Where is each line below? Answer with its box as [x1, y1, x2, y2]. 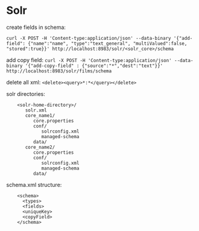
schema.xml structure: [6, 181, 62, 188]
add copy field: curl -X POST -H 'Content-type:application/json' [6, 56, 172, 63]
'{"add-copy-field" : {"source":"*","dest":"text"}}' [25, 63, 163, 69]
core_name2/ [25, 144, 55, 150]
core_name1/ [25, 112, 55, 118]
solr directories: [6, 90, 45, 97]
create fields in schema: [6, 24, 66, 31]
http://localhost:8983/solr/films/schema [6, 68, 112, 74]
